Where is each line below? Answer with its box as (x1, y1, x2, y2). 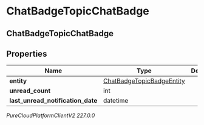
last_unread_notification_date (9, 97, 98, 105)
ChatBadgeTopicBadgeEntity (103, 77, 185, 85)
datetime (103, 97, 129, 105)
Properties (6, 48, 47, 59)
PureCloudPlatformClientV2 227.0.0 (6, 112, 95, 119)
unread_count (9, 86, 51, 95)
